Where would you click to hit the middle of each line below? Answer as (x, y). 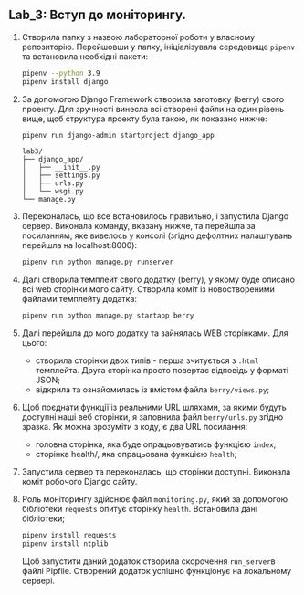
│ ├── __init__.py (61, 168)
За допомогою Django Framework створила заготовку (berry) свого (153, 99)
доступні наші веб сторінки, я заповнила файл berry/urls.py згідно (152, 417)
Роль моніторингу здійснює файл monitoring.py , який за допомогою (155, 499)
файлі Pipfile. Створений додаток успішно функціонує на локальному (157, 570)
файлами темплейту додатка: (79, 299)
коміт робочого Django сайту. (79, 482)
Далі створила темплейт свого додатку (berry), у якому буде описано (158, 280)
